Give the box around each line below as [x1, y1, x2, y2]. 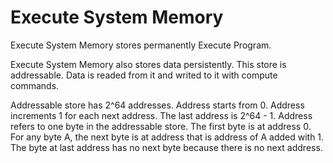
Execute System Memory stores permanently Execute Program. [10, 39, 272, 51]
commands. [10, 79, 60, 91]
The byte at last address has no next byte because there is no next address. [10, 141, 323, 153]
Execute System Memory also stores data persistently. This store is [10, 58, 287, 70]
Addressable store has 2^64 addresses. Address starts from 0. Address [10, 99, 305, 111]
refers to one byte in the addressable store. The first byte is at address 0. [10, 120, 312, 132]
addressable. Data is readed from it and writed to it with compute [10, 69, 278, 81]
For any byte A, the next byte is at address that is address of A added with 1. [10, 131, 325, 143]
